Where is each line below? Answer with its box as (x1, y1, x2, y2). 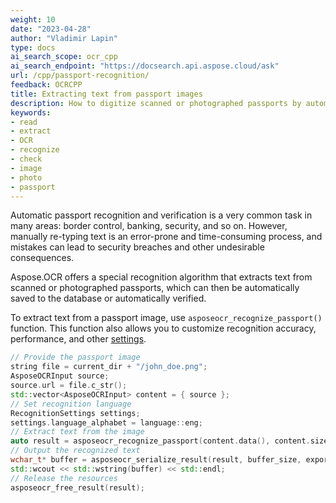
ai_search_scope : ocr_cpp (10, 52, 118, 62)
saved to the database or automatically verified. (10, 292, 207, 305)
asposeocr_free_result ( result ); (10, 482, 145, 493)
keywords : (10, 107, 52, 118)
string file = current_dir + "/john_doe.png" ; (10, 362, 208, 372)
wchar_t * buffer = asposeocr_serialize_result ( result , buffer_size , (10, 455, 302, 465)
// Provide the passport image (10, 352, 141, 363)
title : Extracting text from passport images (10, 89, 203, 99)
